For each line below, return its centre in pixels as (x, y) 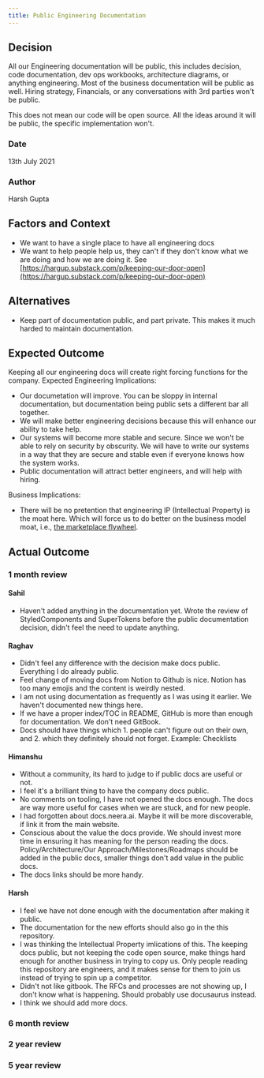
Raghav (21, 646)
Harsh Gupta (29, 199)
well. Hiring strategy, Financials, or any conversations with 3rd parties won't (131, 92)
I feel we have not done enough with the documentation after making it (134, 910)
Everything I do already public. (69, 672)
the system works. (50, 463)
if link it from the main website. (69, 825)
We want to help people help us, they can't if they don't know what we (134, 251)
